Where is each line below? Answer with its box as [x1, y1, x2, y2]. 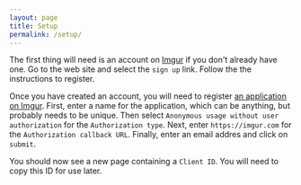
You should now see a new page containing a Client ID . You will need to [9, 156, 279, 167]
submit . [9, 138, 36, 149]
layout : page [9, 13, 58, 22]
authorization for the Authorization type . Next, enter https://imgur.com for [9, 119, 292, 130]
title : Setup [9, 22, 58, 31]
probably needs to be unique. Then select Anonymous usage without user [9, 110, 279, 121]
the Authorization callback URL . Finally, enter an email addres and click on [9, 129, 288, 140]
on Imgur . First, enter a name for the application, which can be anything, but [9, 101, 290, 111]
